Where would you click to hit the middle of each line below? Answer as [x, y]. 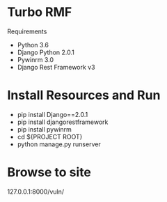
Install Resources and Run [84, 95]
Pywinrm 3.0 [35, 59]
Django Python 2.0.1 [46, 52]
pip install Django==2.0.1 [53, 114]
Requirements [27, 31]
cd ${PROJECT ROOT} [50, 137]
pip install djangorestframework [63, 122]
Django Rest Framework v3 [56, 67]
